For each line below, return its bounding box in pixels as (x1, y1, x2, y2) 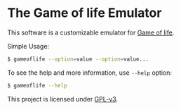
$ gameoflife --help (7, 82, 68, 89)
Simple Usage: (7, 42, 50, 50)
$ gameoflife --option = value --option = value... (7, 55, 149, 63)
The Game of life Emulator (7, 5, 162, 21)
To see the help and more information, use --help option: (7, 68, 173, 77)
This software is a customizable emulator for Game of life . (7, 28, 175, 37)
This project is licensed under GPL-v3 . (7, 94, 118, 103)
